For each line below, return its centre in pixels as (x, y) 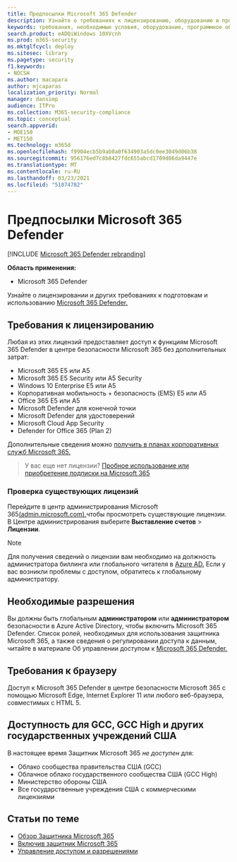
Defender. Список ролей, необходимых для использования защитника (114, 634)
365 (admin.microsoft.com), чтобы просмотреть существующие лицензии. (117, 514)
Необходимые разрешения (71, 601)
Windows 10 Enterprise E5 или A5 (67, 386)
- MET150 (20, 138)
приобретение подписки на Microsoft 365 (87, 473)
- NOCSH (19, 73)
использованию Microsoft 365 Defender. (68, 303)
